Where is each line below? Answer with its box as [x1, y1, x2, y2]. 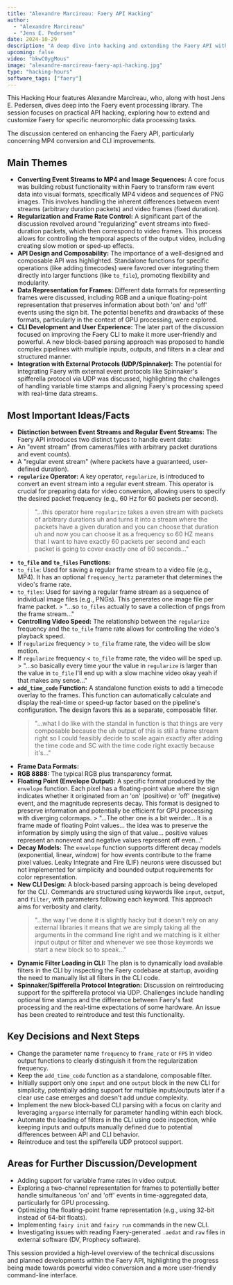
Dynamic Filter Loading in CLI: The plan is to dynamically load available [17, 959, 223, 967]
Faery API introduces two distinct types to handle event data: [17, 436, 192, 443]
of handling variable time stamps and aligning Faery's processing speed [17, 382, 223, 390]
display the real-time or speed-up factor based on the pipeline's [17, 699, 200, 706]
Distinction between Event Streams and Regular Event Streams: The [17, 428, 218, 436]
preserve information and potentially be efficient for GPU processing [17, 806, 213, 815]
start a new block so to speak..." [34, 945, 127, 954]
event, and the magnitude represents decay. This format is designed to [17, 799, 221, 807]
